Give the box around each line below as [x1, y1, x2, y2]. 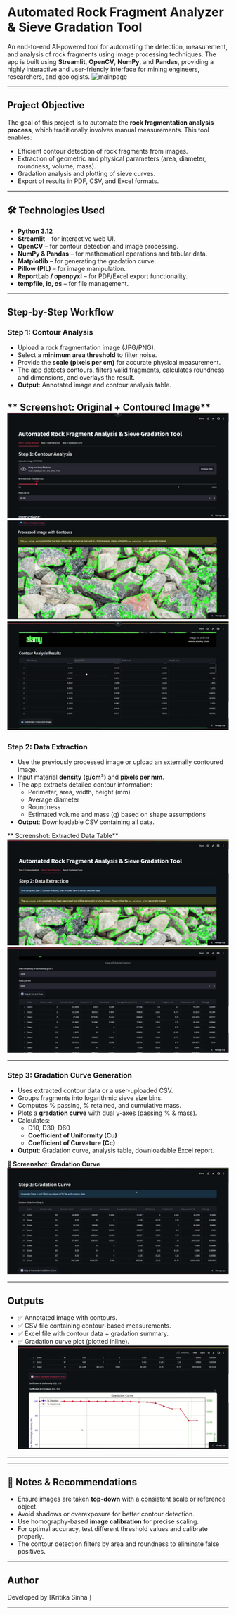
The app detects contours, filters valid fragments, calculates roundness [17, 366, 225, 374]
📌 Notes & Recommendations [7, 1476, 138, 1488]
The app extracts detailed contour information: [17, 780, 153, 789]
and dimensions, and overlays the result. [17, 373, 136, 382]
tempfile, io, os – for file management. [17, 279, 129, 287]
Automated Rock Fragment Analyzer [7, 4, 225, 20]
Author [7, 1574, 39, 1586]
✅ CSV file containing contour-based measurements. [17, 1321, 171, 1330]
